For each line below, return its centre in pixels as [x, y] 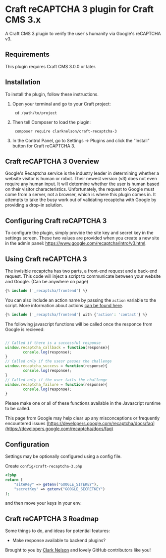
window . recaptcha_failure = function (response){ [56, 384]
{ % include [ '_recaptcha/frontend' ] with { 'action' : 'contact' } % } [76, 315]
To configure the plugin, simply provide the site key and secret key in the [79, 233]
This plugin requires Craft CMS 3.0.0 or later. [51, 66]
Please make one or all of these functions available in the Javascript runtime [83, 403]
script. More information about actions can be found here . [64, 305]
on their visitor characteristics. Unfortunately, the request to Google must [80, 189]
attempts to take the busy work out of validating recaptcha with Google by [81, 200]
